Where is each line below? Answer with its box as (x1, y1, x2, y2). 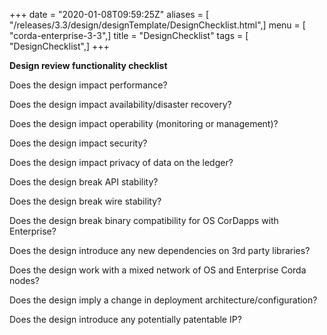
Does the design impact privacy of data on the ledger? (9, 157, 234, 168)
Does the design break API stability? (9, 176, 159, 188)
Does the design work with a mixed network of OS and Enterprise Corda (9, 264, 307, 276)
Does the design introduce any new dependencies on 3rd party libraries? (9, 245, 311, 256)
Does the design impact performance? (9, 79, 168, 91)
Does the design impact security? (9, 137, 148, 149)
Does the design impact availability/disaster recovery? (9, 99, 232, 110)
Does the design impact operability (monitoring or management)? (9, 118, 279, 129)
